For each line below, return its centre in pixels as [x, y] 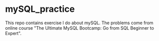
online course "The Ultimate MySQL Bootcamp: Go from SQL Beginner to [80, 28]
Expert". [13, 33]
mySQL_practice [40, 9]
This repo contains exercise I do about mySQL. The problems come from [79, 23]
